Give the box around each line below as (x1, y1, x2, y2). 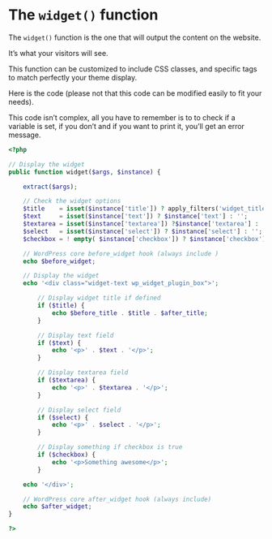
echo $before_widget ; (23, 257, 96, 265)
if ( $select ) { (37, 413, 89, 421)
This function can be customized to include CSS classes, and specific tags (8, 63, 257, 74)
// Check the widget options (23, 197, 121, 205)
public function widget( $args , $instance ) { (8, 168, 161, 176)
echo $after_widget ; (23, 502, 92, 511)
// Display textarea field (37, 369, 129, 377)
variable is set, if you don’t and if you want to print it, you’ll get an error (8, 121, 245, 131)
